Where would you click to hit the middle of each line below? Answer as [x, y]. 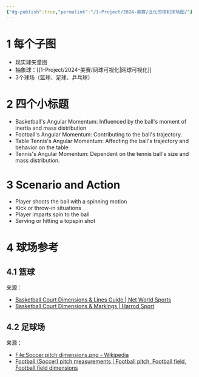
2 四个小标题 [38, 104]
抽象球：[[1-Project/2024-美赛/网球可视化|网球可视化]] [83, 69]
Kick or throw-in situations [48, 208]
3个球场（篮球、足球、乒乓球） [54, 77]
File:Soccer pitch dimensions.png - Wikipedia [72, 355]
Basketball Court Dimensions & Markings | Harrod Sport [85, 306]
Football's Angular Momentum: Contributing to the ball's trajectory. [99, 134]
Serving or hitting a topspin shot [55, 221]
